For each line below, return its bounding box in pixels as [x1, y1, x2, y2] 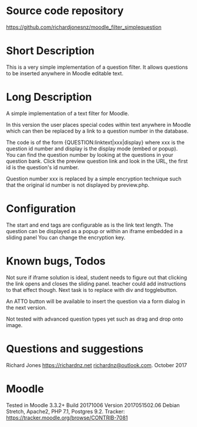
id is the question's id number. [6, 163, 79, 171]
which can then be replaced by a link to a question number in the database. [6, 127, 189, 135]
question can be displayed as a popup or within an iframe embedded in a [6, 227, 183, 234]
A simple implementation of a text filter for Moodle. [6, 110, 129, 117]
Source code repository [6, 4, 124, 18]
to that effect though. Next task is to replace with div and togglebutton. [6, 286, 178, 293]
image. [6, 321, 23, 328]
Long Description [6, 90, 92, 104]
